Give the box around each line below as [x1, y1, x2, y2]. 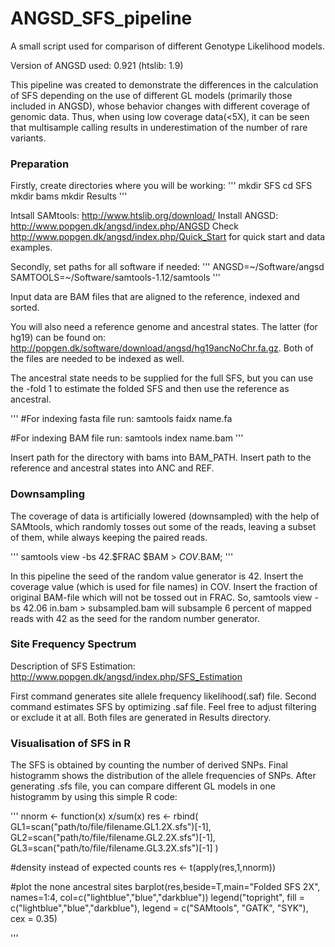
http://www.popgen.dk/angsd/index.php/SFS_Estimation [10, 670, 243, 682]
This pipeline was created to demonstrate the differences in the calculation [10, 78, 319, 91]
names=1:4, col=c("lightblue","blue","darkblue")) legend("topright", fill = [10, 892, 305, 904]
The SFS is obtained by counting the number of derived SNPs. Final [10, 759, 288, 771]
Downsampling [10, 487, 86, 501]
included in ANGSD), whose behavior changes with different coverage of [10, 100, 311, 112]
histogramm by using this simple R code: [10, 791, 178, 803]
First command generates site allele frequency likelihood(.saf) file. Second [10, 690, 317, 702]
